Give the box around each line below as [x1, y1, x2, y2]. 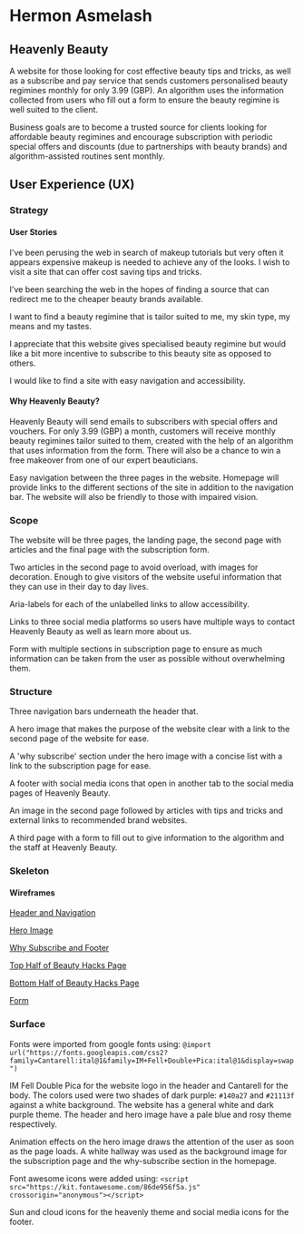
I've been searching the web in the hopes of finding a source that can [9, 283, 270, 295]
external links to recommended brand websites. [9, 815, 188, 826]
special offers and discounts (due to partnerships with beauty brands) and [9, 142, 288, 152]
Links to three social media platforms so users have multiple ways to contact [9, 616, 296, 627]
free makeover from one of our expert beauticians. [9, 455, 199, 465]
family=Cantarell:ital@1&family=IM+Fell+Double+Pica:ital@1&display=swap [9, 1056, 295, 1065]
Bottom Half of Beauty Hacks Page [9, 977, 140, 989]
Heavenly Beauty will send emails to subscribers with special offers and [9, 416, 279, 426]
